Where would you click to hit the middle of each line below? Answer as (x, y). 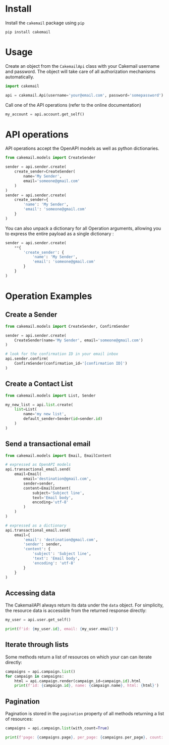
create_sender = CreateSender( (45, 172)
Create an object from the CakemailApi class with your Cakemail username (82, 66)
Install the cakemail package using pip (45, 23)
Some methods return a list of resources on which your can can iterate (79, 657)
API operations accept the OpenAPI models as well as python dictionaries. (82, 148)
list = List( (26, 409)
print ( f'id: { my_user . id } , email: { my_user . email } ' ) (62, 629)
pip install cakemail (28, 32)
